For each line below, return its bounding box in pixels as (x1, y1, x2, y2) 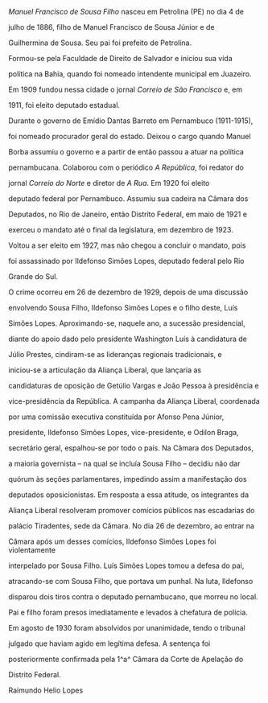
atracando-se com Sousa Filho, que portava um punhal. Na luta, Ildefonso (8, 577, 254, 586)
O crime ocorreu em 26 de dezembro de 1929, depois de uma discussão (8, 287, 249, 297)
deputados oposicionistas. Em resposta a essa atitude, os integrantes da (8, 490, 249, 499)
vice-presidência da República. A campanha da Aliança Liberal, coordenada (8, 397, 260, 405)
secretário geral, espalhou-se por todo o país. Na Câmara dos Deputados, (8, 443, 254, 453)
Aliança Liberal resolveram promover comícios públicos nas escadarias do (8, 506, 255, 515)
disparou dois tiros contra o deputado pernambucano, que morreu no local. (8, 592, 259, 602)
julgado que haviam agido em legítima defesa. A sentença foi (8, 639, 211, 648)
